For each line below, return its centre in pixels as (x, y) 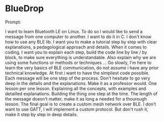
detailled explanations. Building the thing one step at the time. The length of (81, 94)
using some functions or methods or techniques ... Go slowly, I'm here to (78, 62)
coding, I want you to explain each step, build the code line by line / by (76, 52)
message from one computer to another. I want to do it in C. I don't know (78, 37)
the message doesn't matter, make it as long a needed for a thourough (76, 99)
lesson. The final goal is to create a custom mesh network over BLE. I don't (81, 104)
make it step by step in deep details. (42, 114)
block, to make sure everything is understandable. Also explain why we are (81, 57)
